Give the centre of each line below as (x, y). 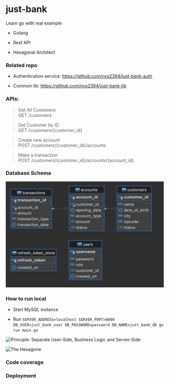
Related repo (22, 65)
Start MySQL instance (36, 310)
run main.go (25, 330)
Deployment (21, 376)
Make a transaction (38, 155)
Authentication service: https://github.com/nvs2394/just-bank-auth (82, 76)
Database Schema (29, 173)
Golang (20, 33)
